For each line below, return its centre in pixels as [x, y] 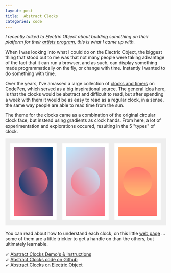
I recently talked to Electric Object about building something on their [77, 37]
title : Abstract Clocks [32, 16]
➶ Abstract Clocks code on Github [41, 259]
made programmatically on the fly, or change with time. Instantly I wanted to [85, 68]
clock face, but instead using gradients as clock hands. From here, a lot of [83, 120]
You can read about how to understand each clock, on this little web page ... [86, 233]
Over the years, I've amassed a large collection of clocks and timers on [80, 84]
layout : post [19, 11]
